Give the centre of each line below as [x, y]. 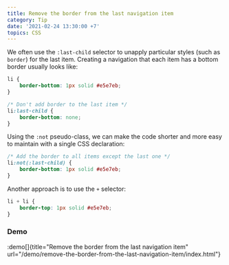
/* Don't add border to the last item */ [67, 104]
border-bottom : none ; [50, 117]
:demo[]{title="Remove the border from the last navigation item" [98, 246]
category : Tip [28, 20]
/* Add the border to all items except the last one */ [89, 157]
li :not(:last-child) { [40, 163]
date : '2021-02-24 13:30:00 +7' [53, 26]
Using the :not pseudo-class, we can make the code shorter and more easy [115, 137]
